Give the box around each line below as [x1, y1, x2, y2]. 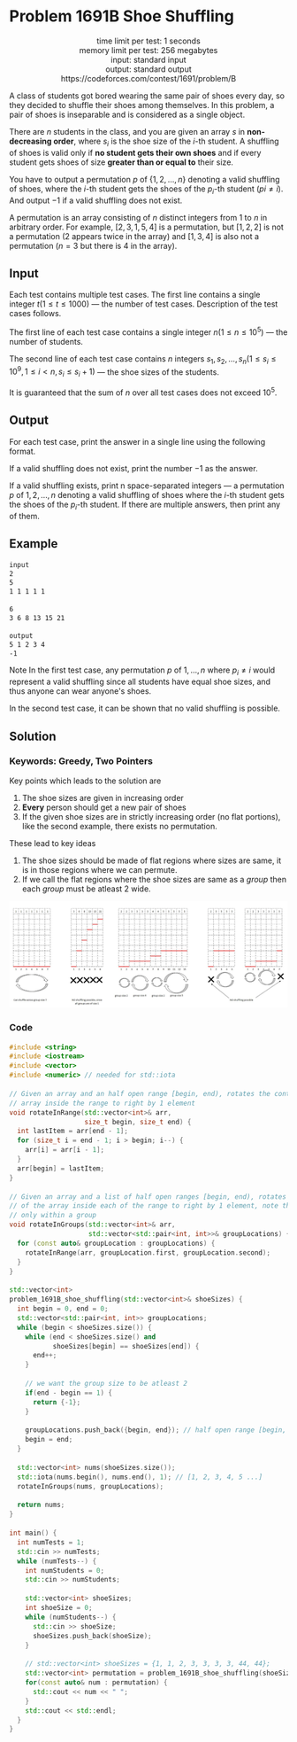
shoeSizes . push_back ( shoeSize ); [32, 1631, 152, 1640]
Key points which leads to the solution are [9, 775, 162, 786]
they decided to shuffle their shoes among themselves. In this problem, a [9, 99, 275, 110]
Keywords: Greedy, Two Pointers [9, 755, 153, 767]
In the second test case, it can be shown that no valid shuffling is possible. [9, 703, 281, 714]
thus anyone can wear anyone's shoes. [9, 686, 152, 696]
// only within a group [9, 1211, 97, 1220]
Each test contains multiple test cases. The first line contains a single [9, 290, 261, 300]
